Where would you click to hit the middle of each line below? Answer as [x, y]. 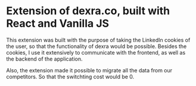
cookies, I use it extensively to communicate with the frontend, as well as [96, 52]
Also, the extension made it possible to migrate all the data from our [89, 70]
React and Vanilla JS [57, 23]
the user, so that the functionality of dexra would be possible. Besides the [97, 46]
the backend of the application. [44, 59]
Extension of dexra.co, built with [88, 11]
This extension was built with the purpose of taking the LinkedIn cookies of [98, 40]
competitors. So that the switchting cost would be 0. [70, 77]
